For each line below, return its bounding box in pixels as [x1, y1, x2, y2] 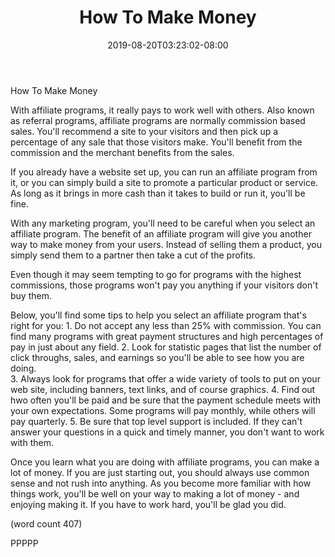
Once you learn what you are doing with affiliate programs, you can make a [10, 456, 320, 468]
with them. [10, 436, 54, 448]
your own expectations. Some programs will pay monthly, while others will [10, 404, 316, 416]
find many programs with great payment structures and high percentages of [10, 330, 324, 342]
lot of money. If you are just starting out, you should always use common [10, 466, 310, 478]
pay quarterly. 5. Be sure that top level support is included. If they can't [10, 415, 303, 427]
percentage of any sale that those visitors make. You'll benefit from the [10, 136, 303, 148]
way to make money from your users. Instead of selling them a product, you [10, 238, 322, 250]
